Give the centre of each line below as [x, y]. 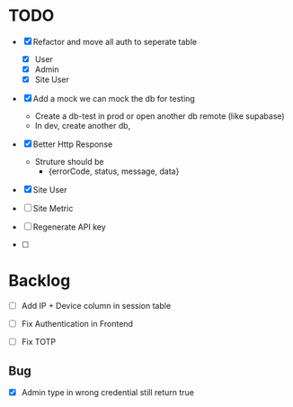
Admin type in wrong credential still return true [108, 393]
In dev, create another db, [83, 126]
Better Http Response [73, 144]
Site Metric [53, 209]
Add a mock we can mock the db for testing [114, 99]
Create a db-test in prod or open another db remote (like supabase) [160, 116]
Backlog [40, 281]
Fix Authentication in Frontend [77, 324]
